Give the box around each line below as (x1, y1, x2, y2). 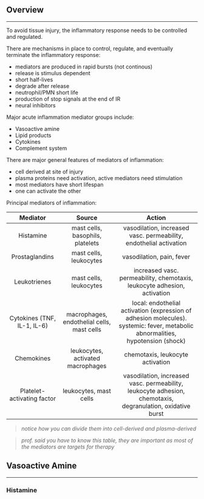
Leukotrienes (14, 277, 52, 286)
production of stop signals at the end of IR (15, 95, 121, 102)
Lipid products (15, 132, 52, 139)
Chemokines (15, 354, 51, 363)
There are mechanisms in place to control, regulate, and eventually (6, 45, 174, 52)
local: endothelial (132, 298, 181, 307)
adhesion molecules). (125, 313, 187, 322)
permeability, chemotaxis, (119, 273, 193, 282)
